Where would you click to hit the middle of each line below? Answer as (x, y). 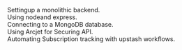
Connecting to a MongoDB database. (60, 24)
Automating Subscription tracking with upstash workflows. (91, 39)
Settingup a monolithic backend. (54, 10)
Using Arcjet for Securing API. (50, 32)
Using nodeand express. (43, 17)
